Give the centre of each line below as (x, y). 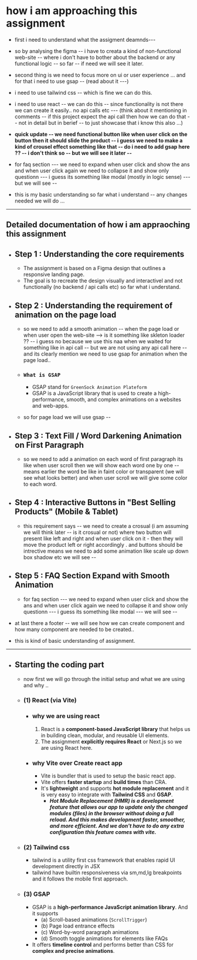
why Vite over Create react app (77, 763)
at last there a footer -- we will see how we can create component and (99, 623)
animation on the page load (65, 315)
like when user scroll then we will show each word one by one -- (101, 466)
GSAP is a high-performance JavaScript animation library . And (110, 907)
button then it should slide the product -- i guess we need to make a (98, 140)
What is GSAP (42, 375)
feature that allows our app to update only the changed (119, 807)
